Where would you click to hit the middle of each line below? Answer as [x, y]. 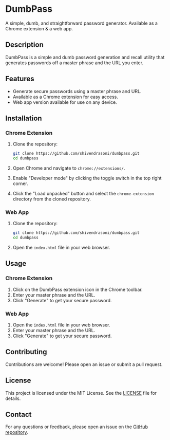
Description [24, 45]
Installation [24, 118]
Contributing [26, 352]
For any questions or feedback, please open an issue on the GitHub [77, 427]
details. [13, 398]
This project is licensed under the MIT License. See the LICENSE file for [81, 393]
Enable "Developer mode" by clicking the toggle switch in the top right [87, 178]
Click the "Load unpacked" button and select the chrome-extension [83, 194]
